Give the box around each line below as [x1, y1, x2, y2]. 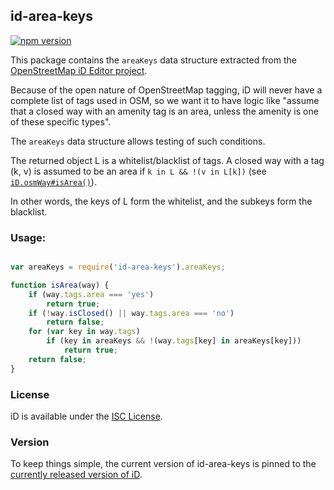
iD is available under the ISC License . [10, 410, 163, 423]
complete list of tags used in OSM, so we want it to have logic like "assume [10, 94, 320, 106]
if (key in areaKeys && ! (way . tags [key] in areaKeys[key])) [46, 336, 302, 346]
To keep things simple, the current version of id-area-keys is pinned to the [10, 458, 317, 470]
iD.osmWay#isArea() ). [10, 175, 97, 188]
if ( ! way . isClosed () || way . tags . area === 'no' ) [28, 308, 235, 318]
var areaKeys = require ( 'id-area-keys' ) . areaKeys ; [10, 262, 226, 273]
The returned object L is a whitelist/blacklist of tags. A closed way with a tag [10, 154, 325, 166]
